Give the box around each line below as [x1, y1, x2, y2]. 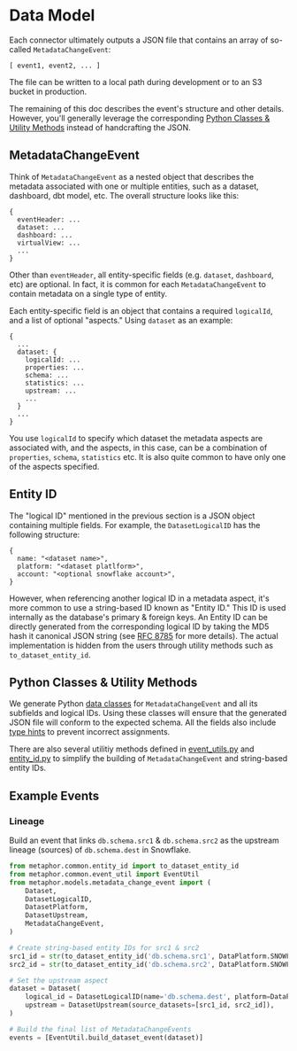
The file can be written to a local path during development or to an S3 [9, 76, 263, 87]
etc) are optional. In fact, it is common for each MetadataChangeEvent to [9, 278, 267, 289]
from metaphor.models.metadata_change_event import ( [9, 878, 212, 887]
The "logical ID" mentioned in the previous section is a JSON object [9, 510, 255, 521]
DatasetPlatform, [25, 903, 89, 912]
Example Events [9, 788, 100, 803]
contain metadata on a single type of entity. [9, 288, 168, 299]
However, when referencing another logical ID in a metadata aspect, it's [9, 593, 270, 603]
